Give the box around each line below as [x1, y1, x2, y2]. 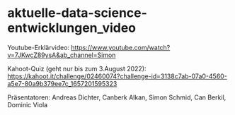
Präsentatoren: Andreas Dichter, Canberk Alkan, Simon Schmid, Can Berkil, [7, 93, 227, 102]
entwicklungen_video [7, 20, 137, 36]
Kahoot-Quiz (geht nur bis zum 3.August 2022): [7, 64, 147, 73]
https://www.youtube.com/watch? [70, 43, 171, 52]
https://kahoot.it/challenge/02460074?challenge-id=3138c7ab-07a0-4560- [7, 72, 228, 80]
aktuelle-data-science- [7, 5, 147, 21]
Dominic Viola [7, 100, 48, 109]
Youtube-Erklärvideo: [7, 43, 69, 52]
